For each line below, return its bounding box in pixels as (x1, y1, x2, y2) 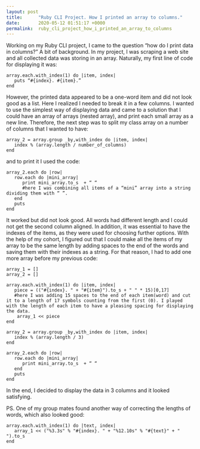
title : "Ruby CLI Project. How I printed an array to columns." (6, 14, 183, 20)
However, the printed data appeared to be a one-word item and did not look (6, 93, 192, 101)
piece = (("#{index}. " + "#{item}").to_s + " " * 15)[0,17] (14, 287, 170, 293)
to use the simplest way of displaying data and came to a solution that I (6, 106, 181, 114)
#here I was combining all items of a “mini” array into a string (21, 185, 191, 192)
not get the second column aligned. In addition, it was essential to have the (6, 223, 190, 230)
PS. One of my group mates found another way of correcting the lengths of (6, 405, 191, 412)
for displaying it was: (6, 61, 58, 68)
